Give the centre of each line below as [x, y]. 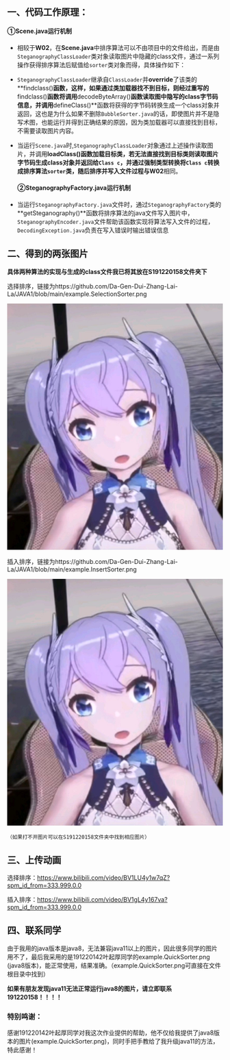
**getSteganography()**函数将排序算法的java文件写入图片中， [105, 213]
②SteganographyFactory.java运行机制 [74, 188]
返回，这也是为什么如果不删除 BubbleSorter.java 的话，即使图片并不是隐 [118, 113]
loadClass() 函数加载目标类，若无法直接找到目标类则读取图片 [133, 153]
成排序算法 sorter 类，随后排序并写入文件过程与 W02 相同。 [99, 171]
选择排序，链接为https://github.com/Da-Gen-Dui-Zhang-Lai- [92, 286]
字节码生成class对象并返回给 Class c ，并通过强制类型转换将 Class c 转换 [118, 162]
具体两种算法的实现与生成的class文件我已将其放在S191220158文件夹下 [107, 271]
